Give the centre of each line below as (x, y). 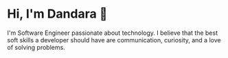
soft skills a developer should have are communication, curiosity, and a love (114, 40)
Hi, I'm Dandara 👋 (57, 14)
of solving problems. (36, 47)
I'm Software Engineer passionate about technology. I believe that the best (113, 33)
